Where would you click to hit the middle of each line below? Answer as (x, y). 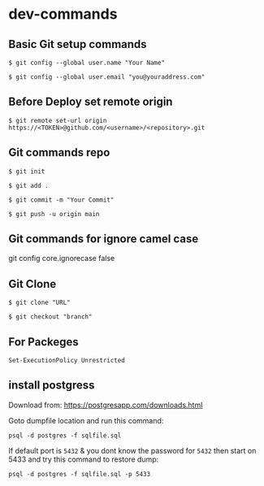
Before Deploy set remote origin (91, 102)
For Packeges (43, 342)
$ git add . (28, 185)
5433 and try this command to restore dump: (84, 459)
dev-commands (63, 14)
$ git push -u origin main (54, 214)
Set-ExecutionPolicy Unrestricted (67, 361)
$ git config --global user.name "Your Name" (87, 63)
